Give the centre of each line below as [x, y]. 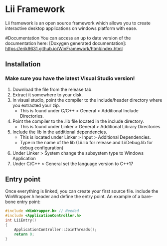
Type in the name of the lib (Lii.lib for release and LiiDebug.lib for [86, 142]
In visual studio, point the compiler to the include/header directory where [87, 100]
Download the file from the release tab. [53, 89]
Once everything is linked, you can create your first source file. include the [82, 191]
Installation [23, 64]
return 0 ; [24, 234]
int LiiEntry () [21, 221]
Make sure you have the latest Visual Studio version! [70, 78]
